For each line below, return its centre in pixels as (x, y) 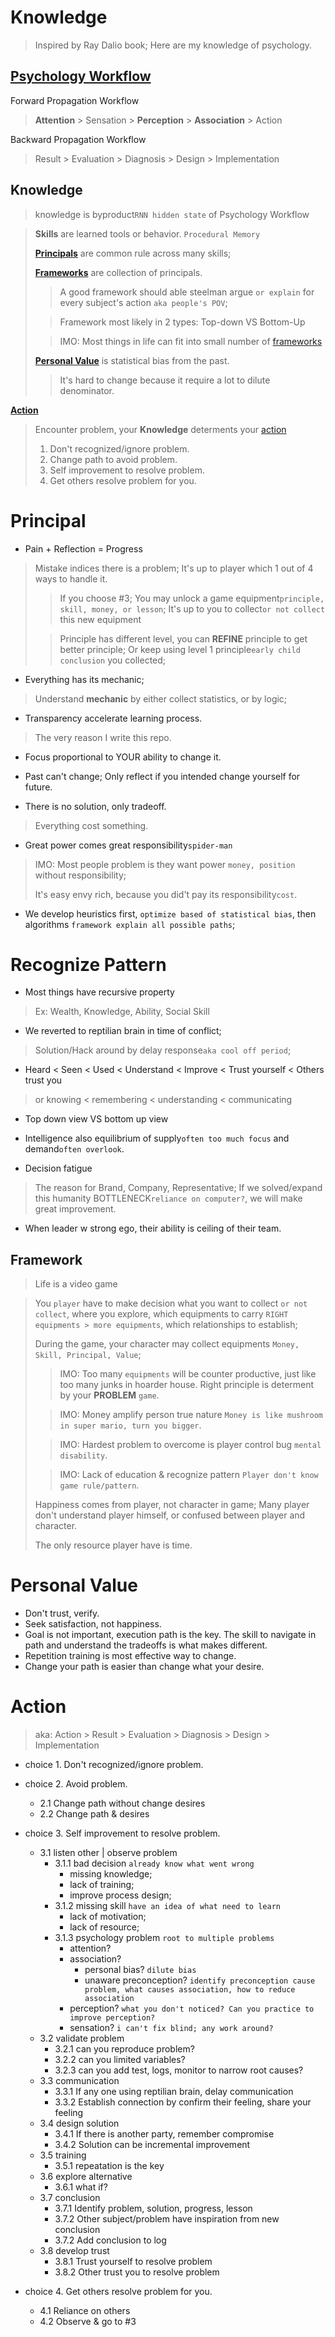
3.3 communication (79, 2081)
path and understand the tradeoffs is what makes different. (146, 1645)
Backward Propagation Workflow (78, 139)
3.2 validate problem (82, 2038)
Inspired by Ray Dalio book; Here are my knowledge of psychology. (173, 45)
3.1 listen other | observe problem (108, 1853)
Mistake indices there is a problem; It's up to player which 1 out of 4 (174, 568)
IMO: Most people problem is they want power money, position (165, 864)
